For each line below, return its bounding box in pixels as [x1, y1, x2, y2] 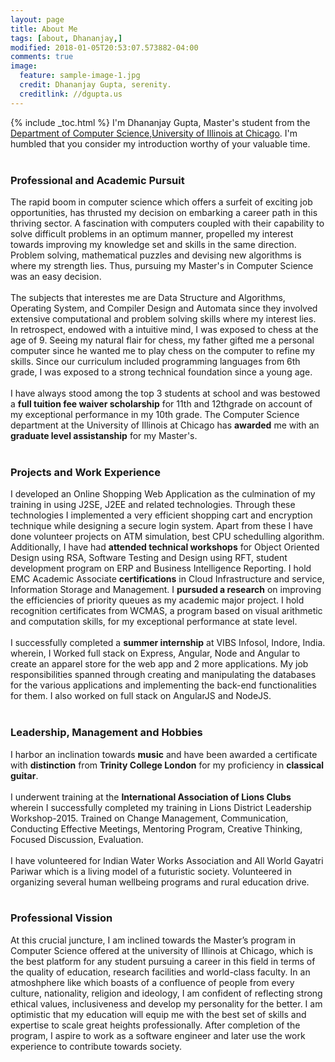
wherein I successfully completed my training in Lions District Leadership [10, 801, 312, 813]
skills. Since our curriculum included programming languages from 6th [10, 355, 301, 367]
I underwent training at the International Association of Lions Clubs [10, 791, 292, 803]
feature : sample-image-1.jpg [19, 71, 141, 81]
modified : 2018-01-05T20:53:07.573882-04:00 [10, 42, 199, 53]
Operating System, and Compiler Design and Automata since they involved [10, 302, 318, 314]
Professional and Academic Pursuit [10, 173, 185, 187]
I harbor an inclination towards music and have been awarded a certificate [10, 748, 318, 760]
